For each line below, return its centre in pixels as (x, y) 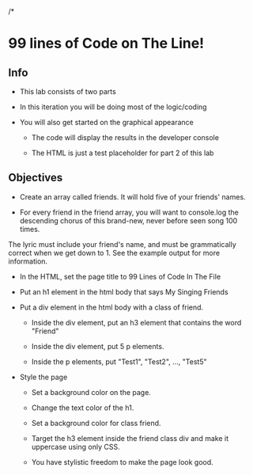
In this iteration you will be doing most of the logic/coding (113, 107)
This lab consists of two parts (68, 91)
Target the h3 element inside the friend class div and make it (130, 438)
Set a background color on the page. (91, 392)
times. (30, 229)
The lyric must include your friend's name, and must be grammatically (122, 244)
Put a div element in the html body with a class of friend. (111, 307)
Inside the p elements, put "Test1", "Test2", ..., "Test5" (119, 361)
